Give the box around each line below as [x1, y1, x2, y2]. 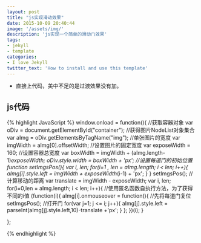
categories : [7, 54, 37, 60]
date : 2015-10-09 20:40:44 [7, 20, 75, 26]
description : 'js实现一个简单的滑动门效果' [7, 31, 108, 37]
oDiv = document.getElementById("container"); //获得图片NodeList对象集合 [7, 126, 195, 134]
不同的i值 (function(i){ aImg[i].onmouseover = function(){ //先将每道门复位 [7, 192, 191, 199]
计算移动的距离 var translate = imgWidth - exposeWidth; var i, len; [7, 177, 171, 184]
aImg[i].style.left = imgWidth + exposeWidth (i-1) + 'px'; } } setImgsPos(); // [7, 170, 193, 177]
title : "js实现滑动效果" [7, 15, 64, 21]
